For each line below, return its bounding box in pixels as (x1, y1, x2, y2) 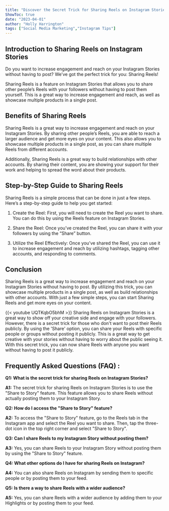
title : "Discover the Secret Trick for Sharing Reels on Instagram (5, 7, 150, 13)
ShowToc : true (5, 12, 35, 17)
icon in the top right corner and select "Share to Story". (13, 425, 127, 432)
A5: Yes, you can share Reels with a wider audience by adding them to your (5, 495, 162, 501)
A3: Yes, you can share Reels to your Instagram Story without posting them (5, 445, 161, 451)
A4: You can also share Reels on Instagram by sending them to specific (5, 470, 153, 476)
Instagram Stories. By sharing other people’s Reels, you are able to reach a (5, 130, 160, 136)
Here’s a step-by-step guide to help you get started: (5, 200, 113, 206)
